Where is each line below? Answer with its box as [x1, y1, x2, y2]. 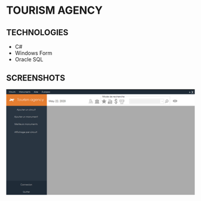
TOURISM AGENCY [6, 4, 103, 17]
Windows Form [14, 50, 53, 57]
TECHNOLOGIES [6, 27, 69, 38]
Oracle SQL [14, 56, 44, 63]
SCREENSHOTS [6, 73, 66, 84]
